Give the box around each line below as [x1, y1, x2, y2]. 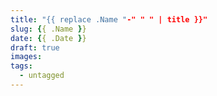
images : [10, 52, 43, 62]
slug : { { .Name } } [10, 24, 87, 34]
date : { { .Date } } [10, 33, 87, 43]
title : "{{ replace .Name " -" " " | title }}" [10, 14, 208, 25]
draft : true [10, 42, 60, 53]
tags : [10, 61, 33, 71]
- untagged [19, 71, 65, 81]
